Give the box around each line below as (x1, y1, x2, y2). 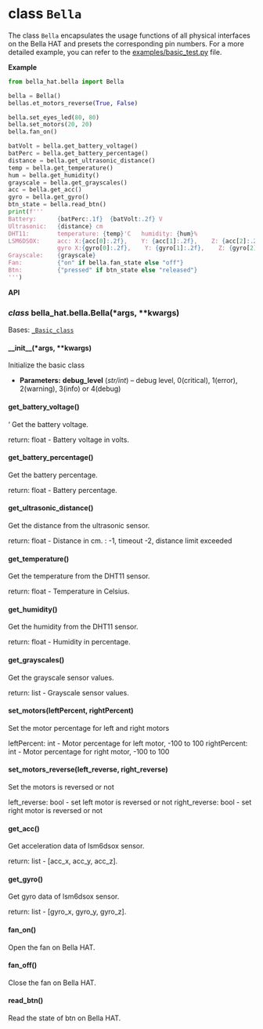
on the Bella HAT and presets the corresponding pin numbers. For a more (8, 38, 244, 48)
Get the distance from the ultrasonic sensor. (8, 520, 150, 530)
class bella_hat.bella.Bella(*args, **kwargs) (8, 307, 180, 318)
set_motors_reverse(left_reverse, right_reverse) (8, 764, 168, 774)
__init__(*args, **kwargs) (8, 343, 92, 352)
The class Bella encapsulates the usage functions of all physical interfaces (8, 31, 250, 40)
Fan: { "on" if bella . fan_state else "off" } (8, 259, 184, 267)
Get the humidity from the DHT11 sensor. (8, 622, 139, 632)
